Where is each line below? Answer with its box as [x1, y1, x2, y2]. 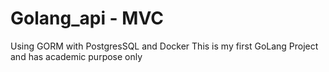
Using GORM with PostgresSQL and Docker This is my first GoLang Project [10, 40, 319, 52]
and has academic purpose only [10, 50, 143, 62]
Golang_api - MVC [10, 7, 164, 30]
